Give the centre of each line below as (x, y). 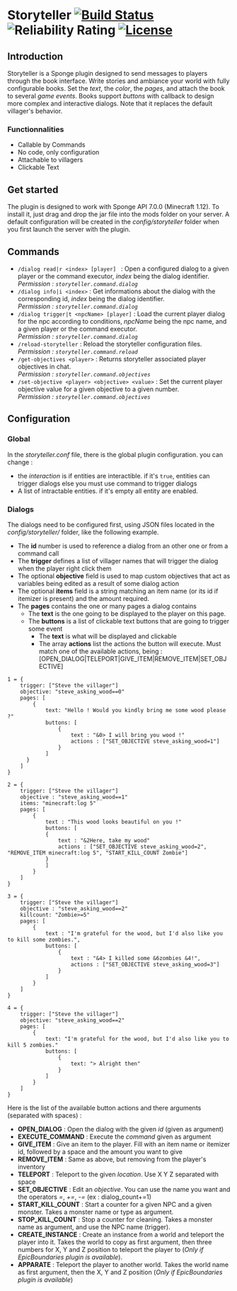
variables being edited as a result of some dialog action (98, 583)
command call (38, 553)
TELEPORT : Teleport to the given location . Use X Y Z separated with (118, 1174)
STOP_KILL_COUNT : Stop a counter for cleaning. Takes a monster (115, 1219)
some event (45, 628)
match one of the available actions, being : (100, 651)
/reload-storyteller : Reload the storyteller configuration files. (110, 344)
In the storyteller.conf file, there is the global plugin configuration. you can (115, 454)
